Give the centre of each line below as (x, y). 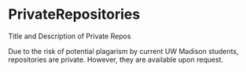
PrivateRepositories (74, 14)
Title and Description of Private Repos (70, 36)
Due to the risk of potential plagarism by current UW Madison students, (123, 51)
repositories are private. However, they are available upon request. (116, 59)
